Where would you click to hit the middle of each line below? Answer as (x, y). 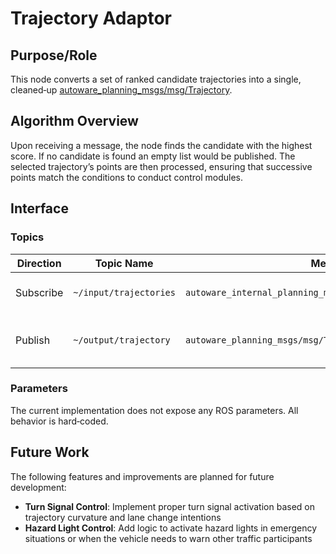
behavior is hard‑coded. (59, 421)
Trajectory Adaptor (91, 18)
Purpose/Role (54, 55)
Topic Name (124, 263)
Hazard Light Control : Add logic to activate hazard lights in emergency (171, 528)
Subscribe (39, 292)
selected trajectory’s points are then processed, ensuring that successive (161, 166)
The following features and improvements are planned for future (142, 476)
